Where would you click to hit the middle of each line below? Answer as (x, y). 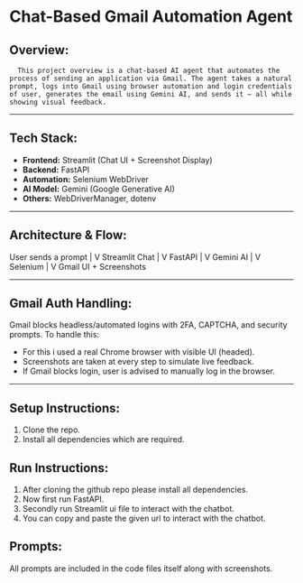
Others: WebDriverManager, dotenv (89, 198)
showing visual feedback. (58, 102)
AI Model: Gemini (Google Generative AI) (99, 189)
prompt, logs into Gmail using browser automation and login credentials (151, 87)
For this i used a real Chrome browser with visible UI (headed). (138, 352)
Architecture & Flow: (69, 235)
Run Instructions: (59, 468)
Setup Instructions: (64, 408)
